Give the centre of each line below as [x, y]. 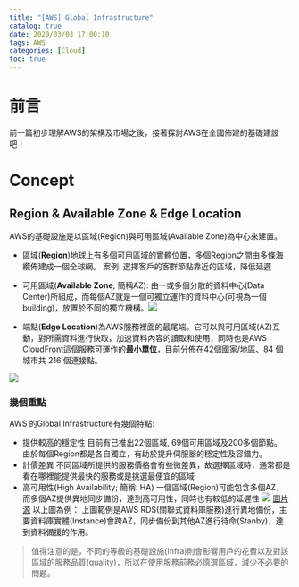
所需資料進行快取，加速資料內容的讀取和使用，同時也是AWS [157, 337]
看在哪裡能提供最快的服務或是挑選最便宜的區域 [108, 476]
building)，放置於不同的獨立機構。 [85, 307]
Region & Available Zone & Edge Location [125, 213]
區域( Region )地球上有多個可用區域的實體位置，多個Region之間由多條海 [153, 255]
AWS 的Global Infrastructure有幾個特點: [82, 424]
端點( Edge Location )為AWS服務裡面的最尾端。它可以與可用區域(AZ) [147, 327]
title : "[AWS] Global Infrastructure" [81, 17]
